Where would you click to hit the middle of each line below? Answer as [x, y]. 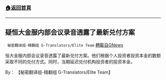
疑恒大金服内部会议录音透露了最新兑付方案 [70, 32]
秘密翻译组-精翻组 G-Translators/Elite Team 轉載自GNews [65, 45]
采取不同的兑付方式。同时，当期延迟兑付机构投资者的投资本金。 [70, 62]
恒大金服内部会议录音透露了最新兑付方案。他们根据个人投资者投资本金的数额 [83, 56]
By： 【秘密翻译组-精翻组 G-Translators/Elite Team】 [59, 72]
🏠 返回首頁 [18, 7]
